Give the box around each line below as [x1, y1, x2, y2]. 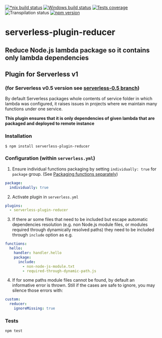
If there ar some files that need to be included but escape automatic [12, 217, 148, 222]
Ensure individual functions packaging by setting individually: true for [12, 166, 157, 172]
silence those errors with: [12, 287, 63, 293]
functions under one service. [5, 106, 63, 112]
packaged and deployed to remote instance [5, 120, 95, 126]
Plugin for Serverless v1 [5, 70, 79, 78]
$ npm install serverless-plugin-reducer [5, 144, 90, 149]
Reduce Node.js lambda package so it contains [5, 46, 150, 54]
